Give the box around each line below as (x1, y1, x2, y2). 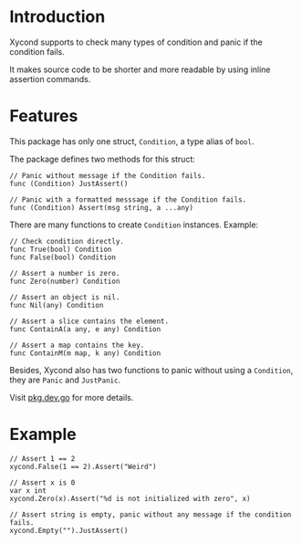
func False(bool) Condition (9, 253, 117, 262)
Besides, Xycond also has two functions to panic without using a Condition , (9, 364, 294, 375)
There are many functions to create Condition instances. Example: (9, 219, 258, 230)
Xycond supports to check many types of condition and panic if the (9, 37, 263, 47)
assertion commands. (9, 73, 91, 84)
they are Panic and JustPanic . (9, 374, 121, 385)
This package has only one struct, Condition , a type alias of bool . (9, 135, 255, 147)
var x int (9, 486, 47, 495)
